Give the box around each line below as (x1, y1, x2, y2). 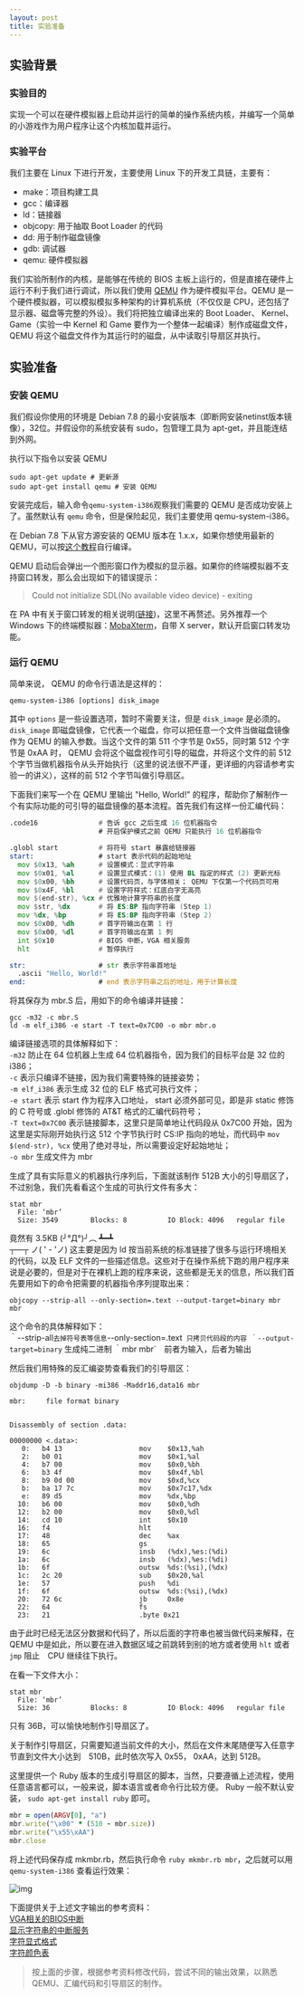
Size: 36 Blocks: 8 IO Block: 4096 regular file (17, 1704, 285, 1713)
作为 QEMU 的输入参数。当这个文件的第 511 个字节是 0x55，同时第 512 (9, 736, 272, 747)
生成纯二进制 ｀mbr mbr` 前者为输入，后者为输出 (64, 1343, 252, 1354)
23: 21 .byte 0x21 (17, 1610, 180, 1620)
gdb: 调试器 (22, 244, 66, 254)
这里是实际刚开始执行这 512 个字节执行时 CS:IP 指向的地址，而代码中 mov (9, 1129, 280, 1140)
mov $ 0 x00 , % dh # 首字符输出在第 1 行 (17, 920, 174, 929)
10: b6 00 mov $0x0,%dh (17, 1500, 201, 1509)
